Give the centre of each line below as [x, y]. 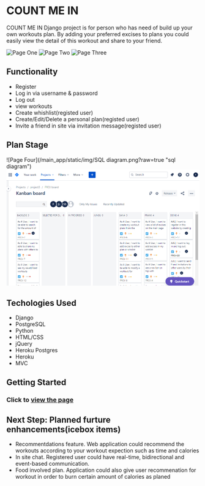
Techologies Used [41, 303]
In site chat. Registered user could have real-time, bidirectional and [100, 457]
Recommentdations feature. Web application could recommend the [100, 444]
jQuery [24, 343]
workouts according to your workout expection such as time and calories [107, 450]
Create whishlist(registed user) [54, 112]
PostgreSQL [30, 324]
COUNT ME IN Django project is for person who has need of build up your [99, 28]
